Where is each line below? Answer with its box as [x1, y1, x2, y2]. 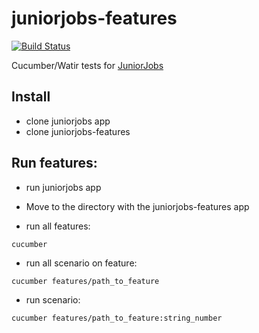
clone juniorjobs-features [25, 125, 131, 137]
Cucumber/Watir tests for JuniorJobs [11, 59, 164, 71]
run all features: [25, 220, 91, 232]
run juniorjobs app [25, 181, 102, 193]
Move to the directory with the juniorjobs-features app [25, 200, 250, 212]
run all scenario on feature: [25, 257, 138, 269]
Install [11, 88, 51, 106]
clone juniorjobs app [25, 115, 111, 127]
